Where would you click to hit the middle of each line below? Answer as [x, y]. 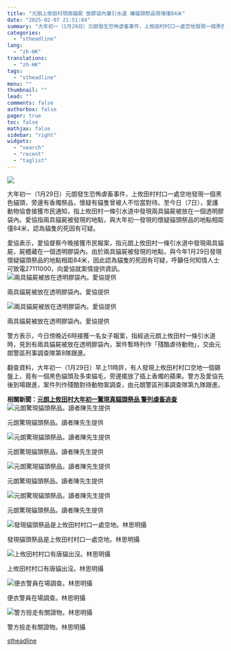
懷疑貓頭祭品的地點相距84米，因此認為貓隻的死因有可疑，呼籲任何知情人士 [113, 260]
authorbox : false [32, 109]
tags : [15, 71]
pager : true [24, 115]
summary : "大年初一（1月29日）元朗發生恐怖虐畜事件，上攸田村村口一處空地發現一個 [112, 26]
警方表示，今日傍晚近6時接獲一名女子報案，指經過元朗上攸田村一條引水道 [111, 335]
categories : [24, 33]
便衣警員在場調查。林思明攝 [46, 597]
